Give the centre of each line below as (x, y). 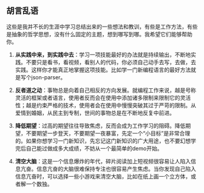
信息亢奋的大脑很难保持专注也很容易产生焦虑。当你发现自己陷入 (116, 169)
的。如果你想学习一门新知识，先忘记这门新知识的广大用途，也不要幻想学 (105, 140)
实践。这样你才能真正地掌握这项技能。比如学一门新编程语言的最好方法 (103, 70)
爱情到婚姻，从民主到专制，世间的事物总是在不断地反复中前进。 (95, 113)
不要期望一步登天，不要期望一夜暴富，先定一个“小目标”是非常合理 (108, 133)
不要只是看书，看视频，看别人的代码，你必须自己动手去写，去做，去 (111, 62)
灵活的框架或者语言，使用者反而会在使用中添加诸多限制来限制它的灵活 (103, 97)
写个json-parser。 (43, 77)
